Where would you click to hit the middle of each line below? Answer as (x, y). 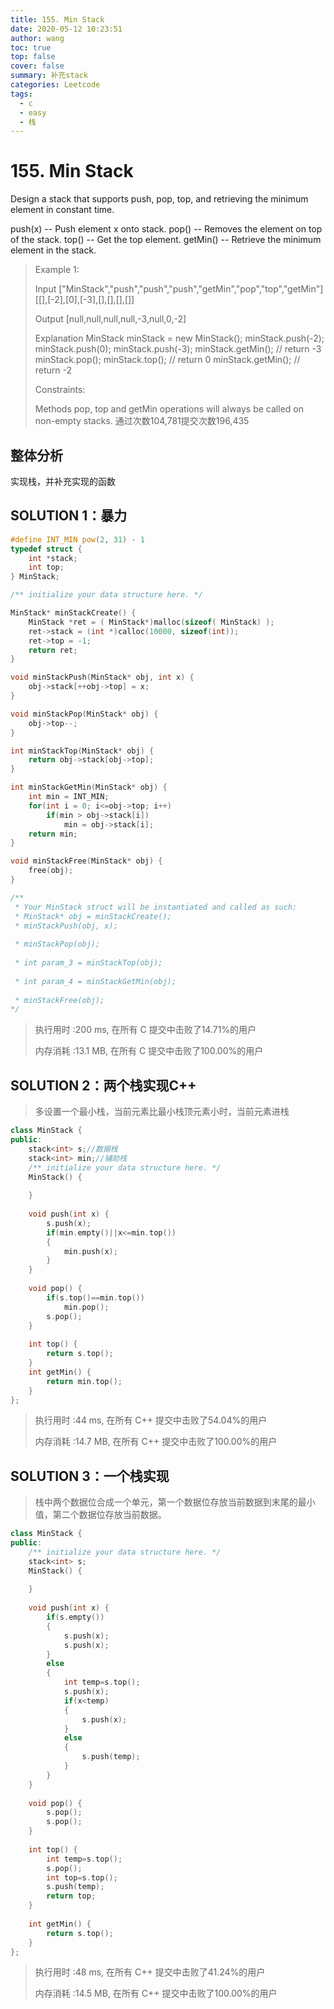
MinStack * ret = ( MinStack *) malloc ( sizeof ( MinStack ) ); (151, 622)
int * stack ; (53, 558)
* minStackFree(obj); (59, 1000)
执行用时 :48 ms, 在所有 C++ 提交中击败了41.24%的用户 (150, 1972)
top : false (33, 57)
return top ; (71, 1896)
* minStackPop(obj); (57, 944)
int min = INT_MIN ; (69, 797)
